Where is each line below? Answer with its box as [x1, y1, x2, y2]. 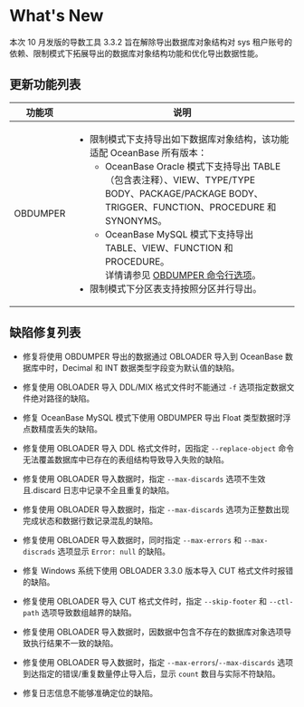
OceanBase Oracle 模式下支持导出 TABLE [105, 160, 281, 172]
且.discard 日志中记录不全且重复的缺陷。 [22, 484, 175, 495]
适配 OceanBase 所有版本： [89, 146, 208, 159]
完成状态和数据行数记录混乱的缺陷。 [22, 515, 158, 526]
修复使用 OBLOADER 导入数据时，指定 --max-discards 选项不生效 [22, 473, 266, 484]
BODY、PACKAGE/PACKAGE [105, 187, 227, 199]
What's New [9, 5, 104, 26]
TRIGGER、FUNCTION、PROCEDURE [105, 200, 265, 213]
